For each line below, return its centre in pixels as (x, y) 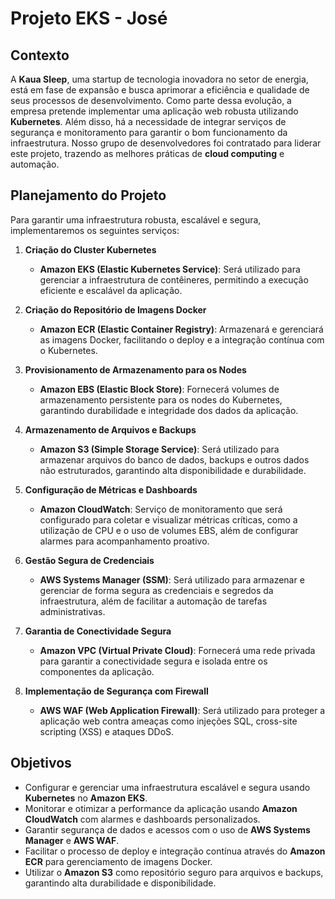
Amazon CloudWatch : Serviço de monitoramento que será (161, 509)
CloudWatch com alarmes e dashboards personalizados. (142, 819)
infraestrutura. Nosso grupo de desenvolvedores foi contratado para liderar (166, 143)
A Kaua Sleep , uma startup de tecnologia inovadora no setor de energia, (159, 79)
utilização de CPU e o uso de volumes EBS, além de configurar (169, 530)
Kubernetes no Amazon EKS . (86, 798)
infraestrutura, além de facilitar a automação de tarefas (153, 601)
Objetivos (41, 763)
